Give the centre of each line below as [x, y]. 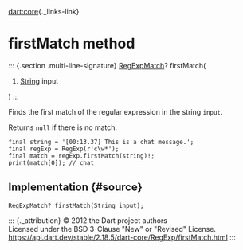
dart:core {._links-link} [44, 12]
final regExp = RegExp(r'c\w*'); [64, 149]
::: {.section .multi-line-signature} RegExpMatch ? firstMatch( [107, 65]
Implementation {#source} [76, 187]
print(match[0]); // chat [51, 162]
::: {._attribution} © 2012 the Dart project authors [88, 220]
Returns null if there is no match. [63, 127]
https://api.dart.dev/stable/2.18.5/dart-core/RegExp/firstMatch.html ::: [122, 237]
